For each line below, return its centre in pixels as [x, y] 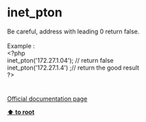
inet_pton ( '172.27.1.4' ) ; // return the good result [73, 67]
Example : [21, 46]
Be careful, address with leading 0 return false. [73, 31]
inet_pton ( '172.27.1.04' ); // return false [61, 60]
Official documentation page [47, 99]
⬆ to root [21, 112]
